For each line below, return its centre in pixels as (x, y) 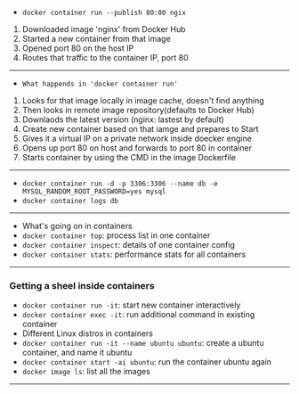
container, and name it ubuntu (77, 353)
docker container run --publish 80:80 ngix (104, 12)
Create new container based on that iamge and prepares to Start (141, 129)
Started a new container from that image (96, 39)
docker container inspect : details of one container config (129, 245)
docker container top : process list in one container (116, 235)
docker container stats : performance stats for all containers (134, 254)
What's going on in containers (77, 226)
